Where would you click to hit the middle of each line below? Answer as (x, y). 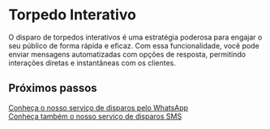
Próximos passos (53, 88)
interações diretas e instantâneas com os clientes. (92, 63)
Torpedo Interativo (72, 15)
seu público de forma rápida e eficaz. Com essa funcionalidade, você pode (134, 45)
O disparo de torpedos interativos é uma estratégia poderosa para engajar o (135, 37)
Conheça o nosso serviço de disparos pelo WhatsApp (99, 107)
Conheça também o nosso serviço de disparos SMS (95, 116)
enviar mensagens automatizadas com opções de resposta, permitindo (127, 54)
